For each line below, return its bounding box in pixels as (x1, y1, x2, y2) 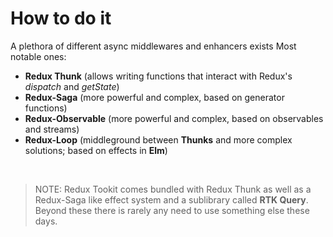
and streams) (24, 123, 80, 135)
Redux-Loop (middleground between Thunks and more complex (24, 133, 293, 146)
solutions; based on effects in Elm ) (24, 144, 168, 156)
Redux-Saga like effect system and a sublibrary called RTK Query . (34, 193, 309, 206)
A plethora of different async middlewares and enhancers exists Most (10, 40, 297, 52)
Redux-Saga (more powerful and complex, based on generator (24, 91, 285, 103)
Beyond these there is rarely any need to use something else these (34, 204, 310, 216)
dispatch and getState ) (24, 80, 120, 92)
